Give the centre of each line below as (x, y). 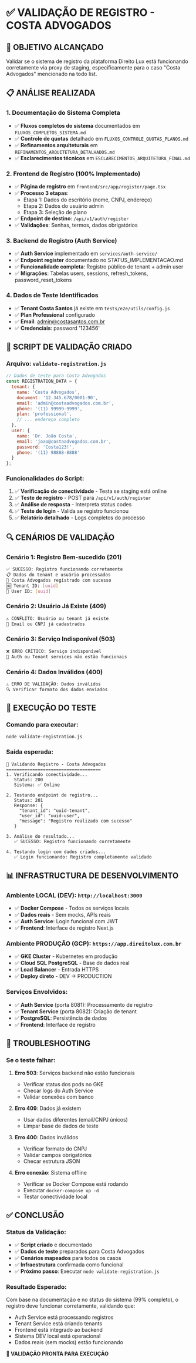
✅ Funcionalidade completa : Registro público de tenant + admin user (99, 267)
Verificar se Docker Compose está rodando (76, 1184)
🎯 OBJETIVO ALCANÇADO (55, 47)
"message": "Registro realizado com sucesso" (76, 821)
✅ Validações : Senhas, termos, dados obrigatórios (76, 225)
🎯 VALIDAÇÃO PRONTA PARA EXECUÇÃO (57, 1354)
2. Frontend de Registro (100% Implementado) (73, 174)
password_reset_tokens (43, 280)
